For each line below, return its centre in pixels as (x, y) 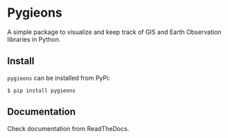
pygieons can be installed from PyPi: (59, 78)
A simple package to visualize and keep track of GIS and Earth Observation (114, 32)
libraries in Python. (34, 39)
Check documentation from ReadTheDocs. (68, 128)
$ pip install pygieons (42, 90)
